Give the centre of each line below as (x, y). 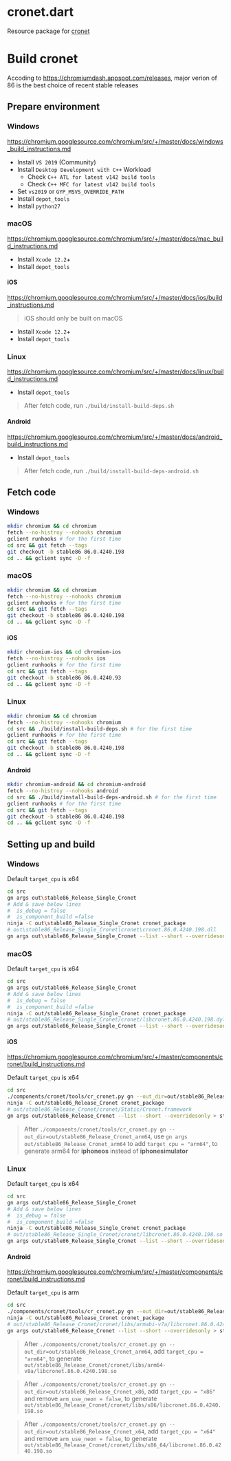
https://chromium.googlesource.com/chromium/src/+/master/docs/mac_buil (115, 239)
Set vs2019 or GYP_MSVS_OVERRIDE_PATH (70, 191)
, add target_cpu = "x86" (180, 1391)
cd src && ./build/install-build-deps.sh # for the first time (100, 729)
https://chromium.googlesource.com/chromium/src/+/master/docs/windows (115, 141)
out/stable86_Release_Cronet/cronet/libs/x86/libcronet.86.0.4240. (122, 1405)
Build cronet (43, 59)
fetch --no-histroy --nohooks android (63, 791)
